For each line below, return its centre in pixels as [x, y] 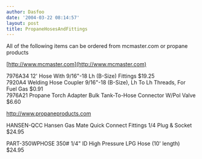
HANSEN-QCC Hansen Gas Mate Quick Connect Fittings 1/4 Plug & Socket [99, 126]
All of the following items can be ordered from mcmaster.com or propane [97, 46]
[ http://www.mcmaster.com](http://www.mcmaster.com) [77, 64]
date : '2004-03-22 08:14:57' [43, 18]
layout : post [23, 23]
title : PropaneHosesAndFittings [47, 29]
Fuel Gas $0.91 [25, 89]
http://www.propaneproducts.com [49, 113]
